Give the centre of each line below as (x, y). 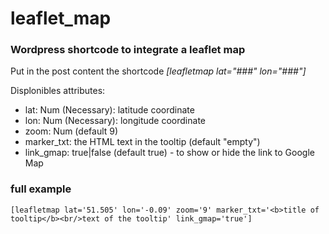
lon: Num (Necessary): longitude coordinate (115, 121)
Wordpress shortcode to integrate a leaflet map (128, 50)
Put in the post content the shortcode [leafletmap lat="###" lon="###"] (158, 71)
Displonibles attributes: (58, 91)
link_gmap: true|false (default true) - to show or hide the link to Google (169, 153)
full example (41, 189)
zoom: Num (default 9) (71, 131)
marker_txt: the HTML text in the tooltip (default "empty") (142, 142)
